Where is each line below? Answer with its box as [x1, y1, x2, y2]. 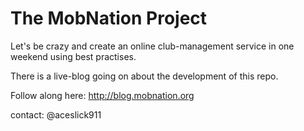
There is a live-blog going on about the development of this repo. [10, 70, 279, 82]
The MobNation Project [10, 7, 208, 30]
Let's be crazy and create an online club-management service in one [10, 40, 295, 52]
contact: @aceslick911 [10, 108, 102, 121]
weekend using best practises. [10, 50, 137, 62]
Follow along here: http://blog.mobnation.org [10, 89, 195, 101]
